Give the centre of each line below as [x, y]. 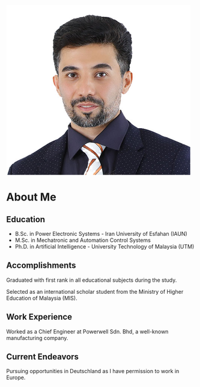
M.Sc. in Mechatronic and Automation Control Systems [83, 240]
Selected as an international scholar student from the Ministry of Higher [95, 291]
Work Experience [39, 317]
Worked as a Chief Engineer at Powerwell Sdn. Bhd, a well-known [87, 331]
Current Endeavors [43, 357]
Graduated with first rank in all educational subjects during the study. [92, 280]
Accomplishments [41, 266]
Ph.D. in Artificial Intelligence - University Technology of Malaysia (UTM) [105, 246]
